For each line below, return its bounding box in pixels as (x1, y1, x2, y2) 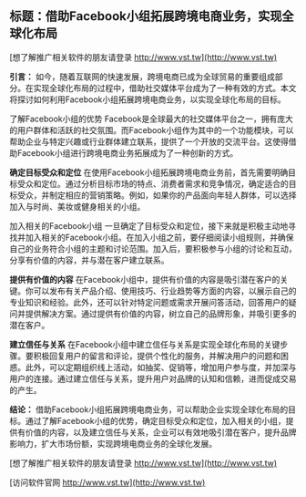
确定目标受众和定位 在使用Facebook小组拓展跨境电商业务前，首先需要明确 (9, 167, 289, 178)
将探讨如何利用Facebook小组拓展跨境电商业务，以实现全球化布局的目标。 (9, 94, 286, 105)
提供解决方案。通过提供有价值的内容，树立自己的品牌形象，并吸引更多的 (25, 308, 297, 319)
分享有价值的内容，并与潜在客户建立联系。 (9, 254, 169, 265)
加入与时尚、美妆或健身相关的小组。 (9, 201, 146, 212)
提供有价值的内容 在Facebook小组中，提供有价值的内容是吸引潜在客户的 (9, 274, 280, 285)
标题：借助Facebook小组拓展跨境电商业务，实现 (9, 8, 282, 25)
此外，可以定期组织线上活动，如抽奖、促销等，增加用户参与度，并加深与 (25, 361, 297, 372)
